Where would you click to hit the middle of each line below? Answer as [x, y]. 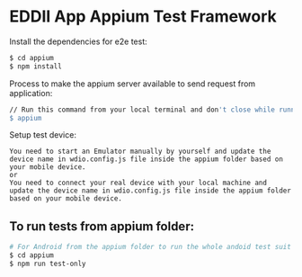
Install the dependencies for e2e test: [79, 41]
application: [31, 93]
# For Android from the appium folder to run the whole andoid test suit [151, 247]
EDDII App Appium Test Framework [143, 17]
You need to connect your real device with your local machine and [138, 183]
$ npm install [36, 66]
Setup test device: [43, 135]
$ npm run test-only [48, 264]
